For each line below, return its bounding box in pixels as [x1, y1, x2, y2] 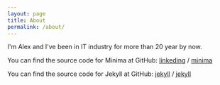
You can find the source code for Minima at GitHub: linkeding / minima [7, 56, 213, 65]
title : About [7, 17, 46, 24]
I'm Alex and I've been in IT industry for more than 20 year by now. [7, 43, 202, 51]
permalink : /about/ [7, 23, 65, 30]
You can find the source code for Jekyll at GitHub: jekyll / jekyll [7, 70, 192, 78]
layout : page [7, 10, 46, 18]
